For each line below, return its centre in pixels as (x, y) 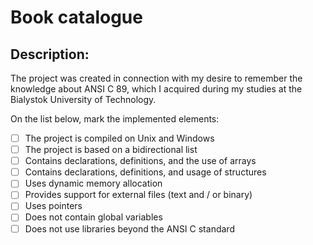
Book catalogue (76, 17)
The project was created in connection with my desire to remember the (156, 78)
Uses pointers (53, 206)
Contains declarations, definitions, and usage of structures (145, 172)
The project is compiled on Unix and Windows (119, 138)
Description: (50, 54)
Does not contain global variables (93, 217)
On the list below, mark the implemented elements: (115, 119)
